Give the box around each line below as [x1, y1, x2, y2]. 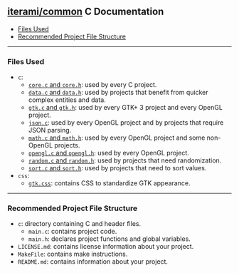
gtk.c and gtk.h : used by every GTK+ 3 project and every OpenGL [28, 103, 223, 112]
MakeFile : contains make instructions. [17, 249, 128, 259]
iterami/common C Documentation [7, 6, 164, 18]
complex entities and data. [28, 96, 107, 104]
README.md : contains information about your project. [17, 257, 169, 266]
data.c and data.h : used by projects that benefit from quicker [28, 88, 208, 97]
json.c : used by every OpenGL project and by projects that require [28, 118, 224, 127]
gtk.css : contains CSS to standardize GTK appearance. [28, 179, 191, 187]
